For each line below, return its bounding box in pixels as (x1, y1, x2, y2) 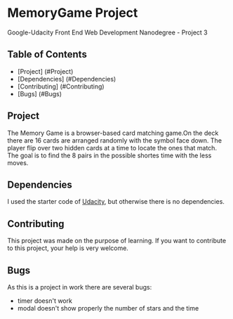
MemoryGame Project (7, 5, 138, 21)
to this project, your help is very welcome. (7, 244, 128, 252)
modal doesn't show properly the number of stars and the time (17, 304, 199, 312)
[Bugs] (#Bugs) (17, 89, 62, 98)
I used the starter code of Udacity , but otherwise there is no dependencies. (7, 197, 225, 206)
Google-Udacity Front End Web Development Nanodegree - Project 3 (7, 28, 208, 37)
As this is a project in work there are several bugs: (7, 283, 152, 291)
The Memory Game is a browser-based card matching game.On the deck (7, 129, 219, 137)
